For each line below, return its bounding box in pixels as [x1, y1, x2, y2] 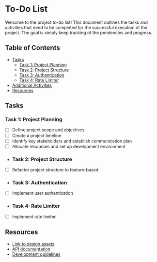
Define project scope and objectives [12, 127, 85, 133]
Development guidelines [12, 251, 61, 257]
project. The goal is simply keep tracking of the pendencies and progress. [5, 30, 153, 35]
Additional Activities [12, 82, 52, 88]
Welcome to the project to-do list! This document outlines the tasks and [5, 19, 148, 25]
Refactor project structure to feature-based [12, 167, 99, 172]
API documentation [12, 246, 51, 252]
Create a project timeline [12, 132, 62, 139]
